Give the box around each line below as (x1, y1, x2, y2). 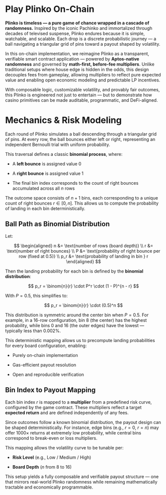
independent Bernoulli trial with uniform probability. (5, 141, 110, 147)
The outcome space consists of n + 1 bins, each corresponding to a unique (5, 195, 158, 201)
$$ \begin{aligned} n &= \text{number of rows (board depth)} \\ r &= (14, 242, 153, 249)
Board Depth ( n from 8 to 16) (12, 464, 72, 470)
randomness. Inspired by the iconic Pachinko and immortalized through (5, 25, 153, 31)
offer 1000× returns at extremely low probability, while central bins (5, 429, 142, 435)
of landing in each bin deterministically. (5, 205, 85, 212)
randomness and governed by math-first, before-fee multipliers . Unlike (5, 61, 155, 67)
